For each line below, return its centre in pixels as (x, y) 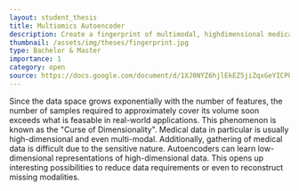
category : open (37, 68)
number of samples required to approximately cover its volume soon (134, 110)
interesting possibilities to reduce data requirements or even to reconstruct (146, 167)
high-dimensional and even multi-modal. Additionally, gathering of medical (146, 138)
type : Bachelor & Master (55, 51)
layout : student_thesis (53, 17)
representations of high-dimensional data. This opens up (160, 158)
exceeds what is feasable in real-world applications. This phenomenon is (143, 120)
